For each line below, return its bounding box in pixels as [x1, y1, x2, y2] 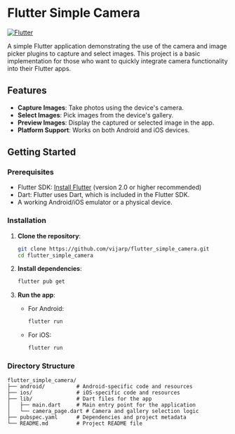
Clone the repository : [17, 231, 81, 240]
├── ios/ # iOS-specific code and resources [7, 389, 180, 397]
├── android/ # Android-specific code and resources [7, 383, 193, 390]
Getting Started [7, 146, 76, 158]
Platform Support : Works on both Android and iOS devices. [17, 125, 190, 134]
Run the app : [17, 291, 56, 300]
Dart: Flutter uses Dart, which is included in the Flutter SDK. [17, 191, 190, 199]
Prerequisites [7, 167, 54, 177]
